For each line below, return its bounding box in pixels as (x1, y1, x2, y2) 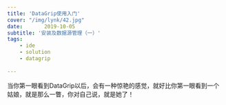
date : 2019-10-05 (7, 23, 76, 30)
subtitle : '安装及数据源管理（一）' (7, 29, 101, 37)
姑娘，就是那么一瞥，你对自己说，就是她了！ (7, 90, 134, 98)
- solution (19, 49, 51, 56)
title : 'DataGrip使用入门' (7, 10, 81, 17)
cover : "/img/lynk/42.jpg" (7, 17, 85, 23)
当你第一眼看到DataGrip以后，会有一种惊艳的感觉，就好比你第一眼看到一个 (7, 81, 220, 90)
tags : (7, 36, 23, 43)
